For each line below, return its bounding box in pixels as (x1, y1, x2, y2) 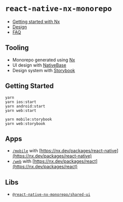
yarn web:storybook (5, 121, 46, 126)
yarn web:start (5, 108, 37, 113)
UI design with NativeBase (12, 62, 66, 68)
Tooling (5, 44, 29, 52)
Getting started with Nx (12, 18, 61, 24)
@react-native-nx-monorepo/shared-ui (12, 192, 91, 198)
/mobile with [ (12, 148, 41, 154)
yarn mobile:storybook (5, 116, 52, 122)
